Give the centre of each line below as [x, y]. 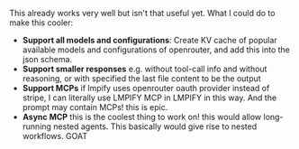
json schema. [47, 59]
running [37, 126]
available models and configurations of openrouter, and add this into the [156, 50]
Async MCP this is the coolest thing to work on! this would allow [142, 117]
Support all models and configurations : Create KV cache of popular [149, 40]
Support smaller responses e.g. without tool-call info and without [145, 69]
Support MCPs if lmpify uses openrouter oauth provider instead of [146, 88]
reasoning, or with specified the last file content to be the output [141, 79]
